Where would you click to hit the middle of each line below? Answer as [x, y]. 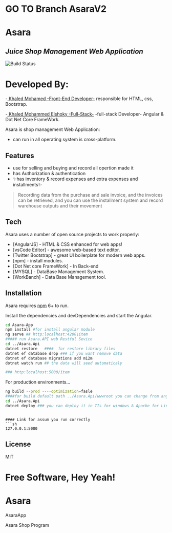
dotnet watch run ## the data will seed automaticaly [64, 363]
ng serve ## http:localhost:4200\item [47, 334]
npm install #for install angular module [50, 330]
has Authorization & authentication [49, 173]
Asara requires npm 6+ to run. [37, 306]
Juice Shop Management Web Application [74, 51]
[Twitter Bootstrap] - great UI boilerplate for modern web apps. [79, 255]
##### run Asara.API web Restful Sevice [49, 339]
